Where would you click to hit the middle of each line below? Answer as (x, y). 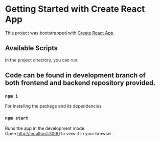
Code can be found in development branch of (75, 75)
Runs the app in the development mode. (45, 128)
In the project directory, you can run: (42, 60)
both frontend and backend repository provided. (80, 83)
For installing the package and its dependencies (53, 106)
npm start (17, 118)
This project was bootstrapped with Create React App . (60, 33)
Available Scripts (31, 48)
